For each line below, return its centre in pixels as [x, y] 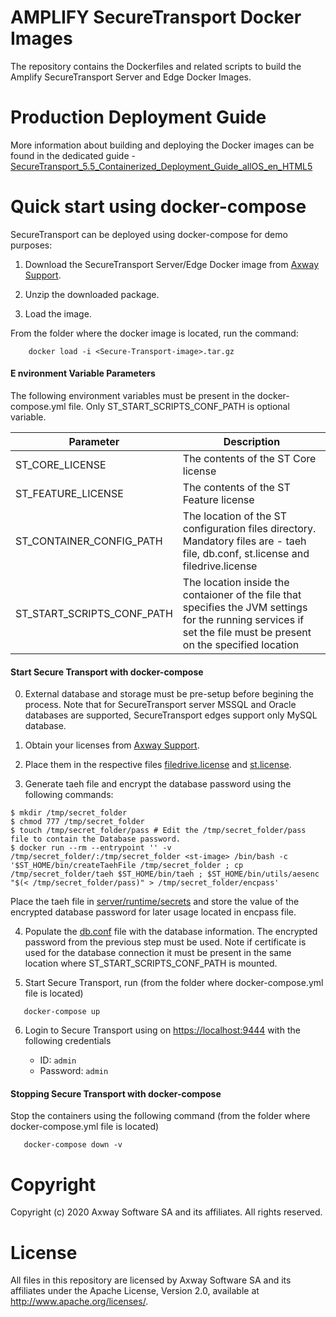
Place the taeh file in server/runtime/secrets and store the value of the [155, 902]
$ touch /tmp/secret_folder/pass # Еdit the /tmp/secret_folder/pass [158, 831]
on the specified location [241, 645]
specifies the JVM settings [245, 608]
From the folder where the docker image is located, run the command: [154, 333]
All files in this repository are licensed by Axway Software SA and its [151, 1280]
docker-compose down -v [73, 1145]
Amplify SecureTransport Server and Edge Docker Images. [131, 77]
